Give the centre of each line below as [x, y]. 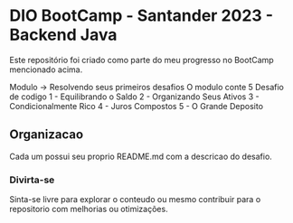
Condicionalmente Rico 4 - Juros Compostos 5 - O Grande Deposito [137, 106]
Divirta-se [32, 180]
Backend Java [63, 35]
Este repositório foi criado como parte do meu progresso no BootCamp [142, 60]
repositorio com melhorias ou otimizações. [89, 209]
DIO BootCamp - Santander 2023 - [142, 16]
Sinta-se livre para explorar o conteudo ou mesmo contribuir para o [135, 200]
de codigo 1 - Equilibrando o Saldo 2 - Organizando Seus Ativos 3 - [134, 97]
